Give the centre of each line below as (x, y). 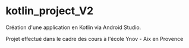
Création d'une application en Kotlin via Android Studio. (73, 27)
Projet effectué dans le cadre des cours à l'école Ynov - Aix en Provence (94, 39)
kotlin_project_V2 (50, 11)
